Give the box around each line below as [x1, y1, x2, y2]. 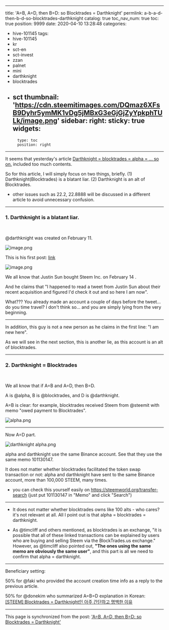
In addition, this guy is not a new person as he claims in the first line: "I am [5, 324, 159, 330]
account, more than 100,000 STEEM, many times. [5, 477, 108, 483]
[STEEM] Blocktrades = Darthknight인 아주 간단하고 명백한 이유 [5, 599, 133, 605]
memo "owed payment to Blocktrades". [5, 408, 87, 414]
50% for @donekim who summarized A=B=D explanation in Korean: [5, 593, 146, 599]
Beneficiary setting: [5, 568, 46, 574]
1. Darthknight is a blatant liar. [5, 214, 79, 221]
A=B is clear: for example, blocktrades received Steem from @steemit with [5, 402, 160, 408]
